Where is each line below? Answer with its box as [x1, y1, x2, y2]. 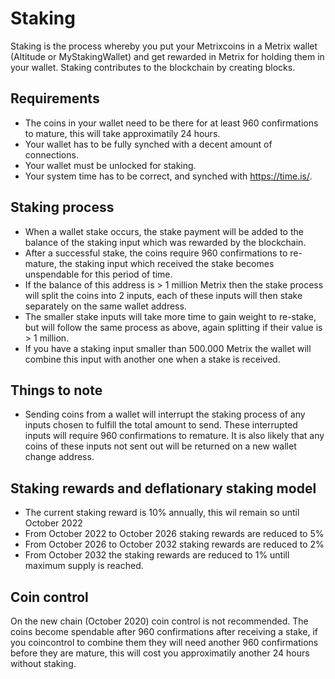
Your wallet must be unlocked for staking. [24, 159, 197, 171]
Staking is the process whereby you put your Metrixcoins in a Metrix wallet [10, 40, 318, 52]
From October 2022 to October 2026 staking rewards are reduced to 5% [24, 528, 325, 540]
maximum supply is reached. [24, 560, 144, 572]
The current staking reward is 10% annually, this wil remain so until [24, 507, 300, 519]
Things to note [10, 382, 103, 399]
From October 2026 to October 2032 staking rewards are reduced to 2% [24, 538, 325, 551]
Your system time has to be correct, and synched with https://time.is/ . [24, 170, 313, 182]
